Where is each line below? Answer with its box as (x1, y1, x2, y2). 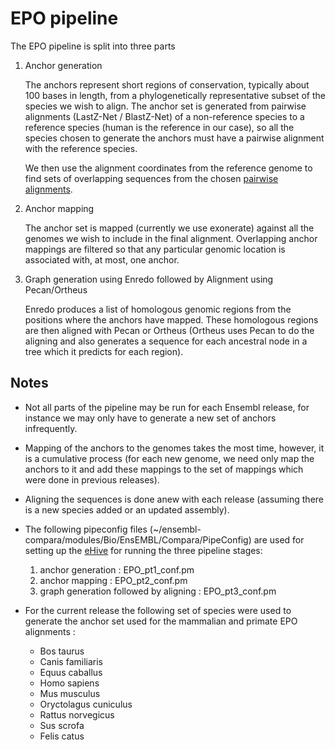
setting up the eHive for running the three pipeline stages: (24, 544, 263, 556)
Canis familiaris (39, 655, 103, 667)
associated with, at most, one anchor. (24, 253, 180, 266)
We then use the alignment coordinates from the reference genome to (24, 162, 313, 174)
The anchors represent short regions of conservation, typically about (24, 78, 310, 91)
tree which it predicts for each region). (24, 345, 184, 357)
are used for (253, 533, 305, 546)
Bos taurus (39, 645, 85, 657)
